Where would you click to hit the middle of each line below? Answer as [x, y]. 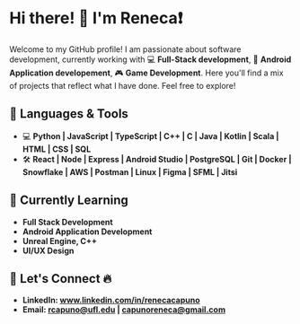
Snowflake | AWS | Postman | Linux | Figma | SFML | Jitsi [130, 171]
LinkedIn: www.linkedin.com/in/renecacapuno [111, 300]
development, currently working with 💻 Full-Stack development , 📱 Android [150, 59]
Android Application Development [87, 232]
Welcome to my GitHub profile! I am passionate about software [125, 49]
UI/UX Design [48, 250]
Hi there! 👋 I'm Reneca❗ [96, 18]
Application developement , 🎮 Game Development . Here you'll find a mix [147, 73]
